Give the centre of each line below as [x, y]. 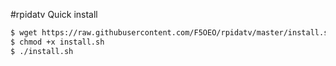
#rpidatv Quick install [54, 14]
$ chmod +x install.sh [57, 42]
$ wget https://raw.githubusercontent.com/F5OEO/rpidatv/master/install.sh [171, 33]
